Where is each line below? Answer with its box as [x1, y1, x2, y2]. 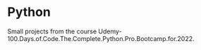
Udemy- [98, 27, 122, 35]
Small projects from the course [7, 27, 97, 35]
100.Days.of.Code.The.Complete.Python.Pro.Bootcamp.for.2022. [7, 34, 195, 42]
